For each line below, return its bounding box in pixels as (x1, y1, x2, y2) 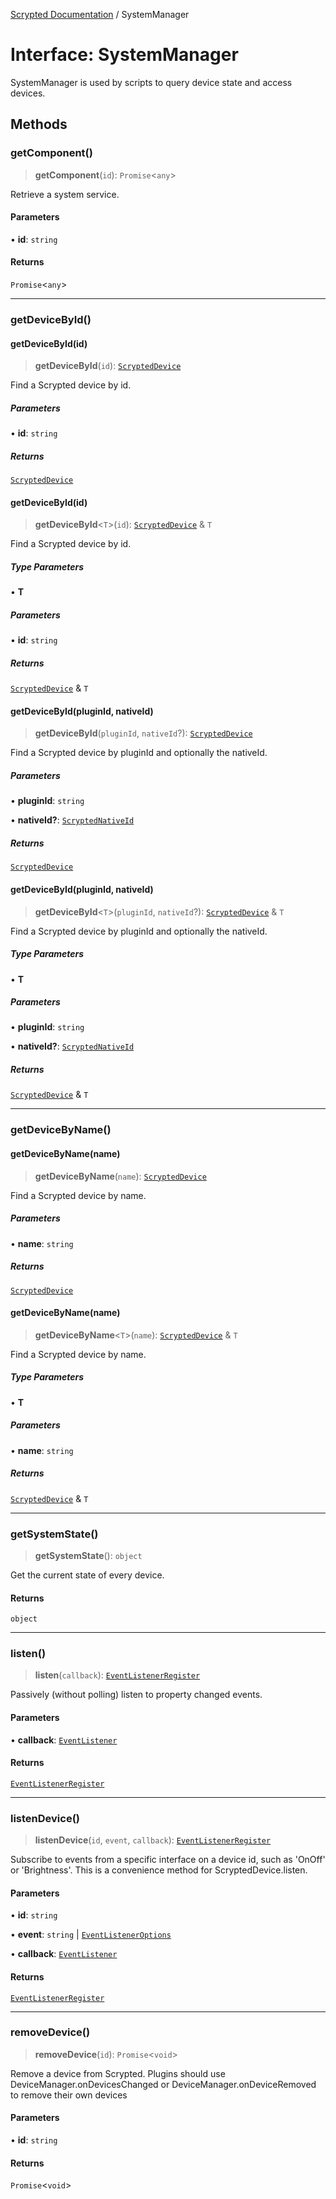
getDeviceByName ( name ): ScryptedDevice (34, 1170, 207, 1182)
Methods (10, 116, 68, 133)
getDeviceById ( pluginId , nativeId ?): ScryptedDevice (34, 727, 253, 739)
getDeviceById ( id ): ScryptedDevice (34, 360, 182, 372)
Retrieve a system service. (10, 188, 120, 200)
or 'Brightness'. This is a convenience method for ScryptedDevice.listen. (10, 1864, 308, 1876)
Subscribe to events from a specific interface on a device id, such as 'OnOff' (10, 1854, 326, 1866)
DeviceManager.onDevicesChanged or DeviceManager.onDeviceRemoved (10, 2078, 317, 2090)
